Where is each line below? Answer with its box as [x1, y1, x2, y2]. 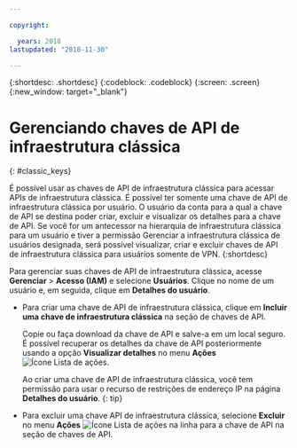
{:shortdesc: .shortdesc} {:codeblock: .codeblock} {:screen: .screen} [9, 77, 261, 88]
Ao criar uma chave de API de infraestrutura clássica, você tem [21, 374, 254, 385]
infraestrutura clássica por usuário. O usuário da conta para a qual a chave [9, 201, 283, 213]
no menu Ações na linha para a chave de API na [21, 420, 285, 430]
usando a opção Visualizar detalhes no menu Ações [21, 348, 217, 358]
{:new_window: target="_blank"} [9, 86, 129, 98]
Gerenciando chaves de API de [9, 117, 240, 138]
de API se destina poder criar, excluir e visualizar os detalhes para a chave [9, 211, 281, 222]
